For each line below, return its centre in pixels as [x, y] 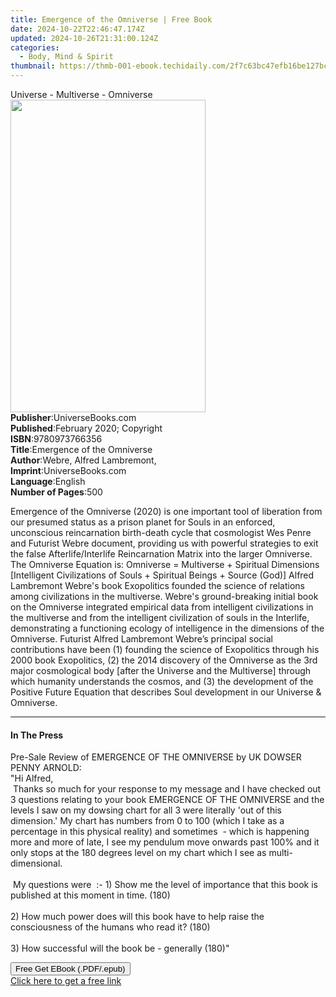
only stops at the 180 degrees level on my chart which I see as [138, 853]
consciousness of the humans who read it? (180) [110, 927]
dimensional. [36, 863]
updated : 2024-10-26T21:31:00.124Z [84, 38]
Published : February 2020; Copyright [86, 428]
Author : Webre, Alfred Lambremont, [83, 460]
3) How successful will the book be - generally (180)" [120, 948]
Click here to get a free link [66, 981]
